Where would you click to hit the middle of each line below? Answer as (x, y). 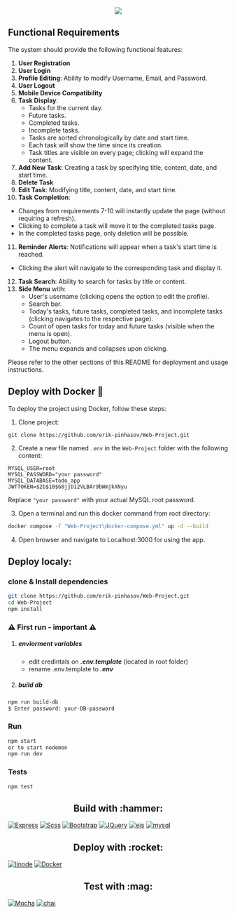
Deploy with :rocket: (118, 847)
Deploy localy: (40, 562)
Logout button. (50, 341)
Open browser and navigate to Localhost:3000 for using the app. (112, 539)
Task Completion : (44, 197)
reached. (31, 254)
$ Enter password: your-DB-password (61, 708)
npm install (25, 609)
